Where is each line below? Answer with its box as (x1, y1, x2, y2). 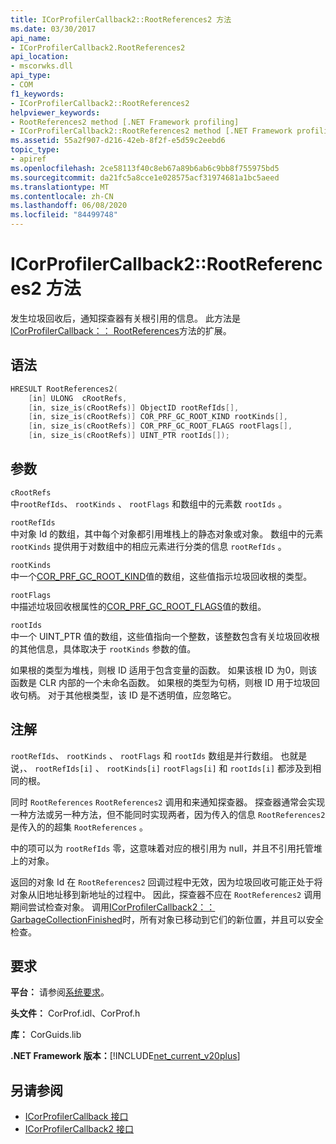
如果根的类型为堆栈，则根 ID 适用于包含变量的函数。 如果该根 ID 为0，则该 (10, 664, 318, 676)
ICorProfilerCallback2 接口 (24, 1123, 135, 1135)
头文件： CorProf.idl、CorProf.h (10, 1007, 141, 1020)
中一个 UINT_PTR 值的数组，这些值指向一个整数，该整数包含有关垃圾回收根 (10, 630, 320, 642)
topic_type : (10, 145, 60, 155)
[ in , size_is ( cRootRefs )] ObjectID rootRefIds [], (28, 402, 240, 413)
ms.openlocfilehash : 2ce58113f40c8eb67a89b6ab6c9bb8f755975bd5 (10, 163, 280, 173)
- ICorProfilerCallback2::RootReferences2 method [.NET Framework (10, 126, 293, 136)
